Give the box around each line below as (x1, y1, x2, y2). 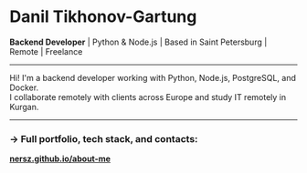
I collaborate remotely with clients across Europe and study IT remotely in (9, 91, 286, 102)
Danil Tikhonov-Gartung (9, 6, 197, 27)
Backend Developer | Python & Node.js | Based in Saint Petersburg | (9, 36, 268, 47)
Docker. (9, 82, 39, 93)
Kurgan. (9, 101, 39, 112)
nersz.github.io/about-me (9, 153, 111, 165)
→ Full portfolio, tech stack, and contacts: (9, 132, 198, 145)
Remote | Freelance (9, 46, 83, 56)
